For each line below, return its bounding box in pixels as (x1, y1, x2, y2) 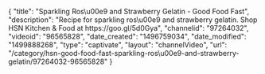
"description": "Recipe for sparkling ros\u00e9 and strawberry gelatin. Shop (8, 15, 258, 24)
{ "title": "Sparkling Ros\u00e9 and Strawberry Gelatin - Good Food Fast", (8, 7, 250, 16)
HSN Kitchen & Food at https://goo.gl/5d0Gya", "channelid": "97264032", (8, 24, 249, 32)
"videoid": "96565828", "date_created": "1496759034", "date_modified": (8, 31, 247, 41)
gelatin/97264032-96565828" (8, 57, 108, 66)
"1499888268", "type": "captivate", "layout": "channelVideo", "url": (8, 40, 228, 50)
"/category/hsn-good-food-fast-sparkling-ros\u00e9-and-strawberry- (8, 49, 240, 57)
